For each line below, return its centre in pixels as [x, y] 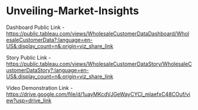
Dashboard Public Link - [35, 27]
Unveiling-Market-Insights [73, 11]
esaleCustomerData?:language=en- [49, 40]
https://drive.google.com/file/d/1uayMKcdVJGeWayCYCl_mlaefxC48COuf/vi [98, 94]
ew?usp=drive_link [29, 100]
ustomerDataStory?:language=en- [48, 70]
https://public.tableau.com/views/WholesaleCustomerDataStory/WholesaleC [99, 64]
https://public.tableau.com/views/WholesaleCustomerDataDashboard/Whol [98, 33]
